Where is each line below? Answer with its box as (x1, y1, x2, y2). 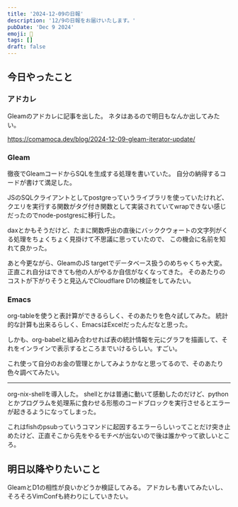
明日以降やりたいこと (7, 463, 101, 475)
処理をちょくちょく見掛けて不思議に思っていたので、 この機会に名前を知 (13, 234, 226, 243)
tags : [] (7, 37, 33, 44)
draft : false (7, 43, 46, 50)
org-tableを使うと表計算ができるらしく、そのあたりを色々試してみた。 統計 (7, 312, 229, 320)
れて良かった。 (7, 244, 51, 252)
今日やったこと (7, 72, 73, 84)
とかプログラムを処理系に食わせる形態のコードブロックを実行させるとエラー (7, 399, 231, 407)
